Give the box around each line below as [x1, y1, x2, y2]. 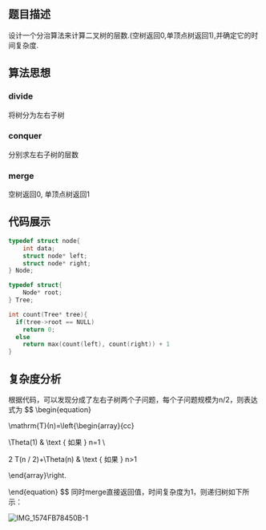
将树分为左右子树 [8, 110, 65, 119]
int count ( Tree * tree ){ [8, 310, 88, 318]
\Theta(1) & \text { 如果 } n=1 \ [8, 437, 106, 447]
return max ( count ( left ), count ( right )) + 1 [22, 340, 171, 349]
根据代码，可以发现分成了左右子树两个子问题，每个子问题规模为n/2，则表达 [8, 394, 258, 404]
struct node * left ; [22, 252, 88, 260]
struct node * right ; [22, 259, 91, 267]
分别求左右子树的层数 [8, 149, 79, 159]
